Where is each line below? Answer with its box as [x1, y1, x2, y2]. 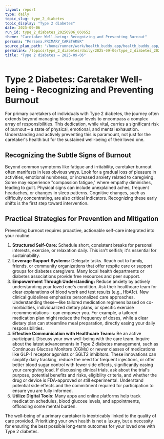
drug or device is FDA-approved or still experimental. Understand [12, 377, 144, 383]
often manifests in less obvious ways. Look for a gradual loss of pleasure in [5, 169, 156, 175]
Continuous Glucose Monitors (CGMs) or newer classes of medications [12, 346, 156, 352]
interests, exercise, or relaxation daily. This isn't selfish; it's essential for [12, 247, 157, 253]
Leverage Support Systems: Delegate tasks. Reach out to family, [12, 257, 144, 263]
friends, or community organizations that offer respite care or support [12, 263, 152, 269]
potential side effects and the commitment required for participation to [12, 382, 154, 388]
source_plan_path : [5, 44, 42, 48]
